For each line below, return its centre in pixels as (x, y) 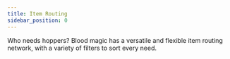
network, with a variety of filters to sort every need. (82, 48)
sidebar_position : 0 (38, 20)
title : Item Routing (38, 14)
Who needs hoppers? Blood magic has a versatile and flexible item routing (115, 40)
